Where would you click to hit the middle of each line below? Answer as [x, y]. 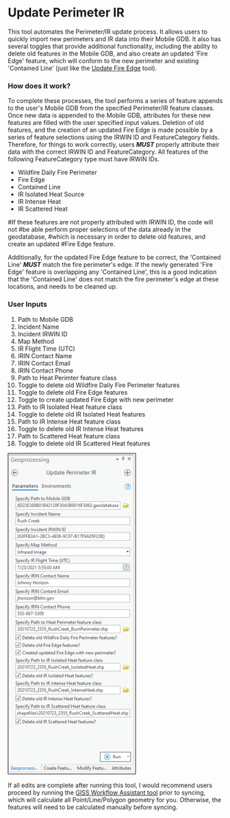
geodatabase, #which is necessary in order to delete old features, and [107, 237]
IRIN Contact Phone [46, 370]
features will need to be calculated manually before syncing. [93, 807]
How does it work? [39, 86]
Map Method [36, 341]
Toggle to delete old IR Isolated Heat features [81, 414]
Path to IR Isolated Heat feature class [70, 407]
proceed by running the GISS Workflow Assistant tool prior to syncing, [107, 792]
